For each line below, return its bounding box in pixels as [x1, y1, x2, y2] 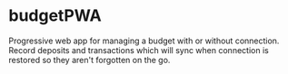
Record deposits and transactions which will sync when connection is [8, 44, 269, 55]
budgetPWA [8, 5, 102, 26]
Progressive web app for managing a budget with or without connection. [8, 35, 280, 46]
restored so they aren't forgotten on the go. [8, 54, 171, 65]
